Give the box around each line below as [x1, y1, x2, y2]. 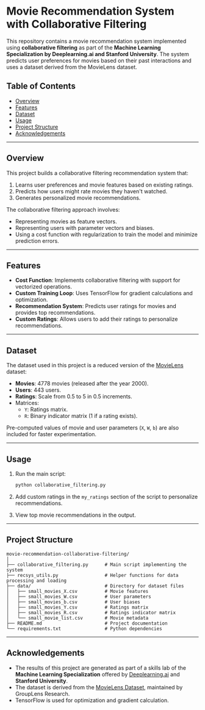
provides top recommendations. [15, 309, 96, 317]
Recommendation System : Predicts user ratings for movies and [15, 303, 177, 310]
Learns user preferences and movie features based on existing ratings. [15, 181, 194, 188]
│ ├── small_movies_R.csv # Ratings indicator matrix [6, 609, 176, 615]
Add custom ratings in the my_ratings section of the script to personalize [15, 493, 198, 500]
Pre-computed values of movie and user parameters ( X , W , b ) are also [6, 424, 179, 431]
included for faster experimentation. [6, 431, 96, 438]
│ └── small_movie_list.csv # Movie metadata [6, 615, 149, 621]
